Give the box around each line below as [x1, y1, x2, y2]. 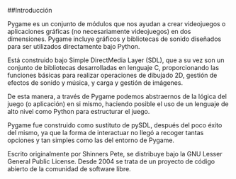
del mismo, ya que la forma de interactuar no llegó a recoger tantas [7, 129, 204, 137]
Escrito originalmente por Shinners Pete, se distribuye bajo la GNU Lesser [7, 150, 223, 158]
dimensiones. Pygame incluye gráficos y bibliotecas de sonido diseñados [7, 35, 222, 43]
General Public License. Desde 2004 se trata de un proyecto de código [7, 157, 215, 166]
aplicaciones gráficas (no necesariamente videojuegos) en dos [7, 28, 191, 35]
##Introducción [7, 6, 52, 14]
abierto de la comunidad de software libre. [7, 165, 131, 173]
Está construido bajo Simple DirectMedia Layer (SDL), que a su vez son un [7, 56, 225, 64]
